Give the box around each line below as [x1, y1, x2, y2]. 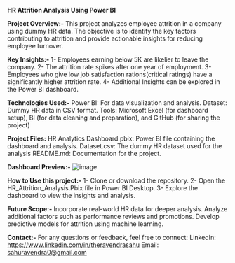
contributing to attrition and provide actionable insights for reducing [7, 34, 203, 43]
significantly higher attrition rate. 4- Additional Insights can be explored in [7, 78, 220, 86]
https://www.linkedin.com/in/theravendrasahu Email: [7, 241, 159, 249]
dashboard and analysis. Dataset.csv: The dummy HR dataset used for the [7, 142, 222, 150]
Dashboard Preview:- [7, 163, 71, 171]
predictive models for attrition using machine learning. [7, 220, 163, 228]
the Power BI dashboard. [7, 85, 79, 93]
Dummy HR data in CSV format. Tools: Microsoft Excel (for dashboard [7, 106, 208, 114]
